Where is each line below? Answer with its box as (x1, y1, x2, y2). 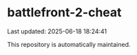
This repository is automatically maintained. (7, 40, 131, 48)
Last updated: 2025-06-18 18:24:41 (7, 27, 107, 35)
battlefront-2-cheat (7, 5, 122, 20)
